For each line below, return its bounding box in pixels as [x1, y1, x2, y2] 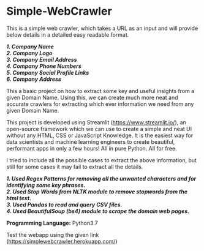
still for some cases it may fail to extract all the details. [6, 163, 143, 170]
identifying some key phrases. [6, 181, 86, 189]
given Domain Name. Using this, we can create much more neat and [6, 94, 179, 101]
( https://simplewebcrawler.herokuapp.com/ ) [6, 238, 118, 245]
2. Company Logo [6, 49, 53, 56]
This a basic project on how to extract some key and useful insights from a [6, 87, 195, 94]
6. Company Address [6, 75, 61, 83]
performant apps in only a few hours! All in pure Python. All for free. [6, 144, 177, 152]
